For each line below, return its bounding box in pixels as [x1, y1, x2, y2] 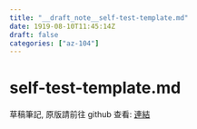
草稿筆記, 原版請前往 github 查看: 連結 [9, 109, 151, 120]
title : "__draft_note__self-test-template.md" [9, 13, 189, 23]
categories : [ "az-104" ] [9, 38, 100, 48]
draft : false [9, 30, 59, 39]
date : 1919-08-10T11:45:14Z [9, 22, 116, 31]
